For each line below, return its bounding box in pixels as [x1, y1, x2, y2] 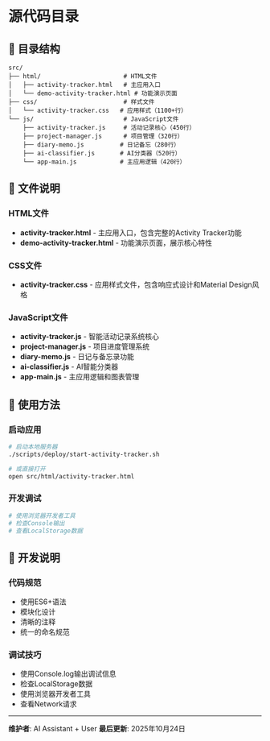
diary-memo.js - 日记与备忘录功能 [19, 352, 135, 362]
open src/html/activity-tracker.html [8, 472, 135, 480]
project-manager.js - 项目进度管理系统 [19, 342, 150, 351]
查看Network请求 [19, 699, 78, 709]
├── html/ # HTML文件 [8, 72, 157, 81]
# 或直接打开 [8, 465, 46, 473]
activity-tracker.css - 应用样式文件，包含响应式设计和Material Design [19, 279, 253, 289]
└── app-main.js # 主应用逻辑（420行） [22, 158, 186, 166]
